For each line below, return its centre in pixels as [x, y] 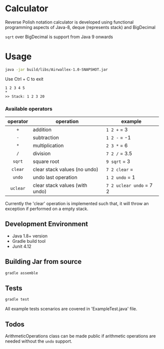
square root [46, 162]
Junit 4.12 [22, 246]
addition [42, 130]
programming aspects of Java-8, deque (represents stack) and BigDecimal [80, 27]
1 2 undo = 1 [121, 178]
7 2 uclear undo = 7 [129, 186]
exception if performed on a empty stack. [47, 209]
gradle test [17, 300]
